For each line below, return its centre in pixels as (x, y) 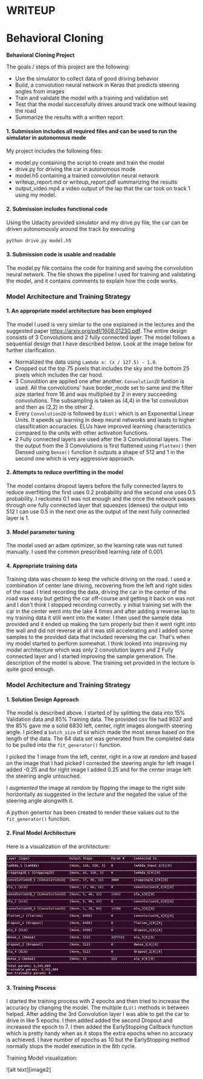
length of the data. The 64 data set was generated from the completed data (100, 739)
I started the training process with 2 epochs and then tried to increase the (98, 1001)
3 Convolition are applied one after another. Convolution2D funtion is (100, 381)
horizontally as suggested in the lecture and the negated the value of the (97, 794)
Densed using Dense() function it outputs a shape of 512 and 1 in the (100, 452)
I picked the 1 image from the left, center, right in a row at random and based (101, 757)
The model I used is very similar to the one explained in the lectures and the (101, 324)
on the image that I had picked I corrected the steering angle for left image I (100, 763)
